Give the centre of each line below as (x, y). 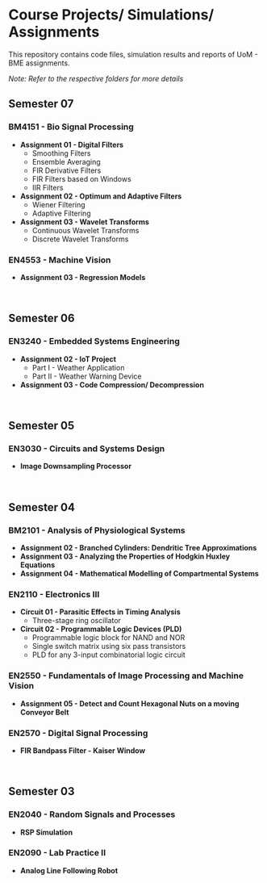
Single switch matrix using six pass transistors (109, 647)
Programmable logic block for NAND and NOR (108, 638)
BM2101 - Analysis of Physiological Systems (97, 530)
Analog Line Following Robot (69, 870)
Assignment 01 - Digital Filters (71, 144)
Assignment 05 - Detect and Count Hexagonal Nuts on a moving (129, 703)
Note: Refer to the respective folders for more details (96, 78)
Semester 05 (42, 426)
